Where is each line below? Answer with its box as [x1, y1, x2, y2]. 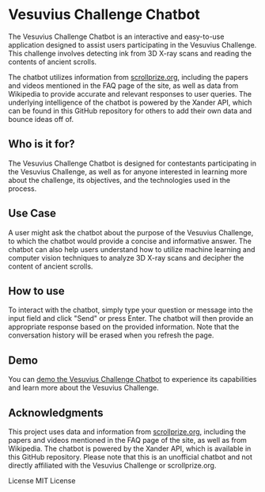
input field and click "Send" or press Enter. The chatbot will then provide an [8, 314, 254, 323]
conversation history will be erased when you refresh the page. [8, 330, 214, 340]
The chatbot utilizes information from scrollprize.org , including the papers [8, 72, 249, 82]
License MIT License [8, 476, 76, 485]
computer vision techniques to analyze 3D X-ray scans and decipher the [8, 253, 244, 262]
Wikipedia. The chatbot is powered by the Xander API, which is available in [8, 444, 252, 453]
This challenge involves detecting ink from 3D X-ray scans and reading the [8, 48, 252, 58]
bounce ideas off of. [8, 114, 74, 124]
